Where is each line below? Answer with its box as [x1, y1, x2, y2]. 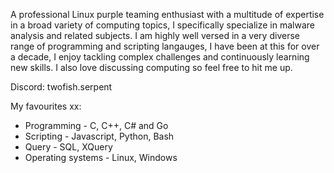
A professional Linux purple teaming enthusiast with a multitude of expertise [10, 9, 325, 20]
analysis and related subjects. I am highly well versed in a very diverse [10, 30, 300, 41]
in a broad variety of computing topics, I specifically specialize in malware [10, 19, 315, 31]
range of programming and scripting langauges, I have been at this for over [10, 40, 320, 52]
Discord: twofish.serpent [10, 81, 113, 93]
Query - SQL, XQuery [24, 141, 113, 153]
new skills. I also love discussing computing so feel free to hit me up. [10, 62, 293, 73]
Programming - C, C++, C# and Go [24, 120, 169, 131]
